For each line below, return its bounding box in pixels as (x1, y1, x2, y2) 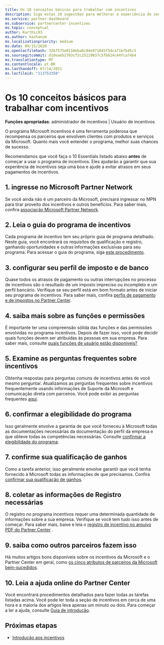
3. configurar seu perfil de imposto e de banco (5, 263, 149, 272)
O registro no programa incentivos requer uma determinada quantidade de (5, 511, 155, 517)
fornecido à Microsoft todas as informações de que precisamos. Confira (5, 471, 150, 477)
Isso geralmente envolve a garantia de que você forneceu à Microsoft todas (5, 423, 158, 429)
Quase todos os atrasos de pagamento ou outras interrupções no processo (5, 276, 157, 282)
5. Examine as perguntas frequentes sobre (5, 354, 137, 363)
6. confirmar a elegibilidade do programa (5, 410, 132, 419)
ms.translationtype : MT (5, 57, 54, 62)
